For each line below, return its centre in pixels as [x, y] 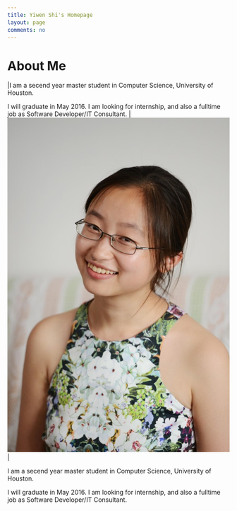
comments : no [26, 30]
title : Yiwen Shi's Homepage [50, 15]
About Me [37, 65]
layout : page [26, 22]
